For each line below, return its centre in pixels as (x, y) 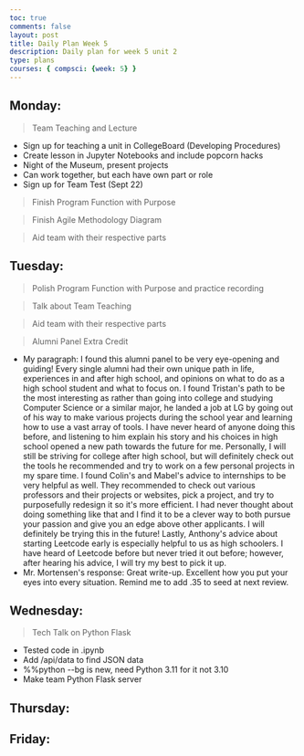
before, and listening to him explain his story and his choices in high (150, 436)
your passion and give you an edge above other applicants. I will (143, 524)
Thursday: (40, 708)
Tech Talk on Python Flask (81, 633)
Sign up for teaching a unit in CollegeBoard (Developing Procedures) (152, 145)
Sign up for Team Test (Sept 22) (83, 184)
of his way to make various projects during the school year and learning (157, 417)
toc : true (28, 18)
